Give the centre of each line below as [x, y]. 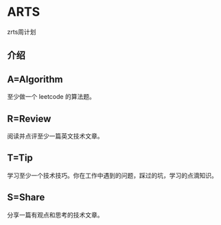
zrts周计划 [22, 32]
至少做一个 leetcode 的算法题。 [51, 97]
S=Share [26, 197]
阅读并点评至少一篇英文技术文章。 [55, 136]
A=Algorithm [35, 79]
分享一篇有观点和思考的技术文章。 [55, 215]
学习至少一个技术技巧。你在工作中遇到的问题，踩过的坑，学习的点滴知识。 [112, 175]
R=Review [29, 118]
